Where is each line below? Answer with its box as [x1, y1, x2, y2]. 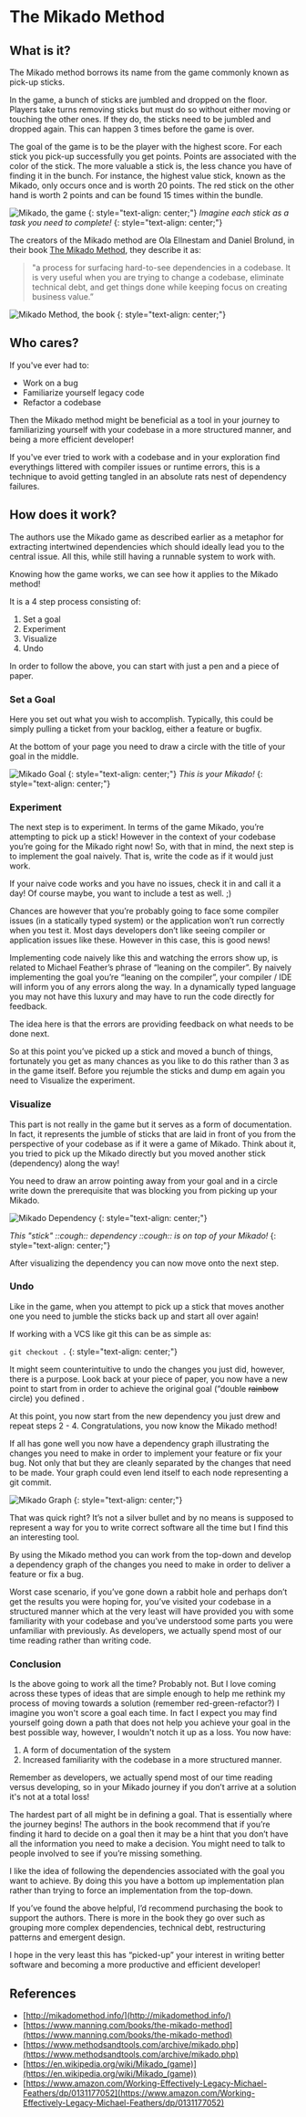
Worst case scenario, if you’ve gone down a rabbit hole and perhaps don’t [9, 1586, 288, 1597]
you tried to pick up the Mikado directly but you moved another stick [9, 1148, 266, 1159]
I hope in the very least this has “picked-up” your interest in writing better [9, 1950, 285, 1961]
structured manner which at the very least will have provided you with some [9, 1606, 294, 1617]
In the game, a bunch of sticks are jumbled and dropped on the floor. [9, 94, 268, 105]
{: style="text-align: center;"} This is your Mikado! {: [67, 768, 263, 779]
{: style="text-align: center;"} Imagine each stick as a [87, 207, 290, 218]
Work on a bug [22, 377, 79, 388]
